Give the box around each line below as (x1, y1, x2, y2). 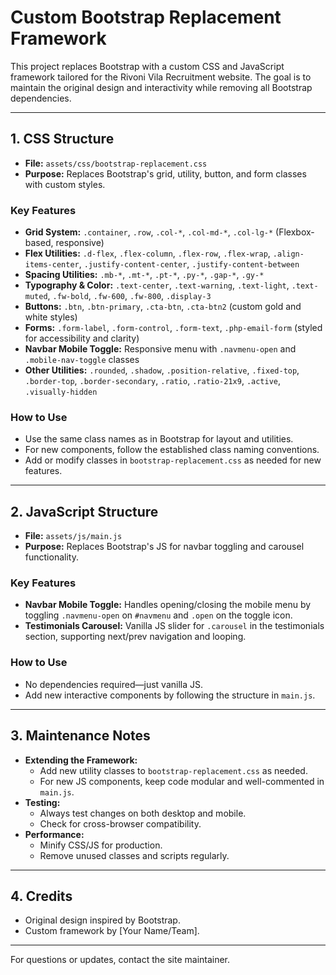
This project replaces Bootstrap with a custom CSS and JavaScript (10, 60, 285, 72)
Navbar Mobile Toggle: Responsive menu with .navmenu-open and (24, 343, 297, 355)
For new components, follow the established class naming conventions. (24, 444, 320, 456)
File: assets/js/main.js (24, 530, 123, 542)
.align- (272, 249, 305, 260)
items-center (24, 260, 80, 270)
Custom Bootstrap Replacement (10, 6, 282, 29)
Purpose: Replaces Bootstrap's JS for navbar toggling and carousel (24, 541, 305, 553)
